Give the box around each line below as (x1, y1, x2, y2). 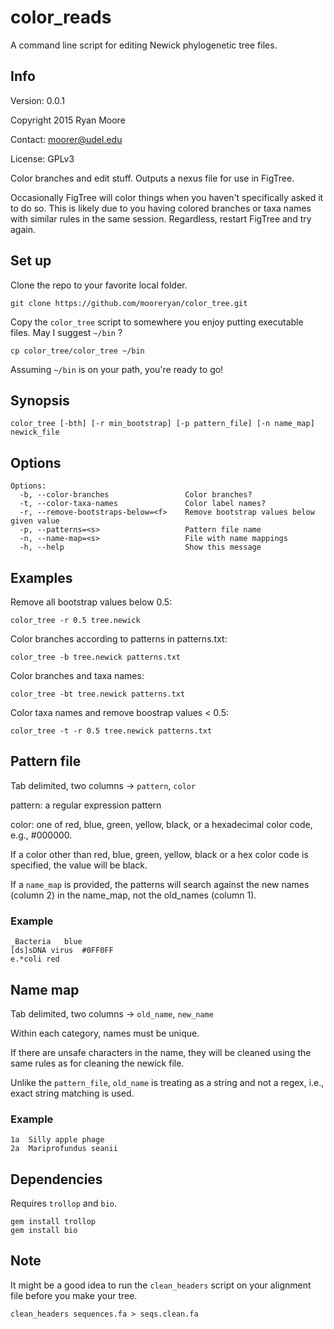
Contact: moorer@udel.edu (10, 133, 123, 145)
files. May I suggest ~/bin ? (10, 326, 123, 338)
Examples (10, 569, 73, 586)
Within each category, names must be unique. (10, 1027, 200, 1039)
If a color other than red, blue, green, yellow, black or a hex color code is (10, 848, 309, 860)
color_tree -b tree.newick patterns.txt (10, 652, 182, 662)
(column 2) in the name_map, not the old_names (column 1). (10, 889, 257, 901)
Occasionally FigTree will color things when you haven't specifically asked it (10, 191, 324, 203)
